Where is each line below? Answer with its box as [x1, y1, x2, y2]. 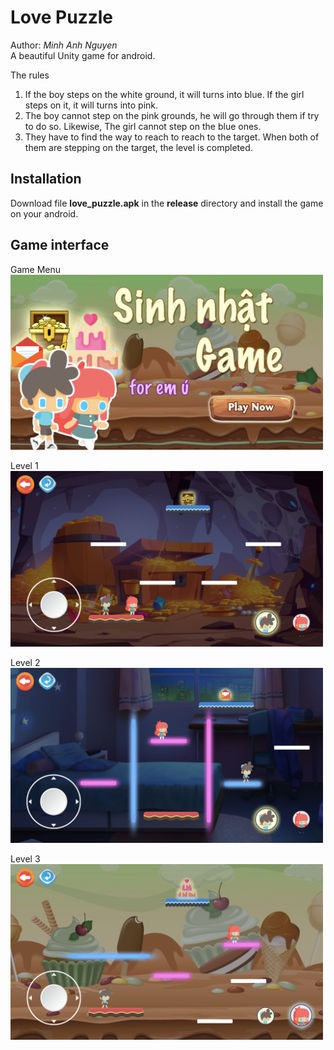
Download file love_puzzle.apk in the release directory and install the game [10, 197, 324, 209]
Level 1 [10, 459, 39, 471]
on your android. [10, 207, 79, 220]
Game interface [10, 237, 110, 254]
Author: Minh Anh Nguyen [10, 39, 118, 51]
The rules [10, 69, 50, 81]
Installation [10, 171, 82, 188]
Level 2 [10, 657, 41, 669]
